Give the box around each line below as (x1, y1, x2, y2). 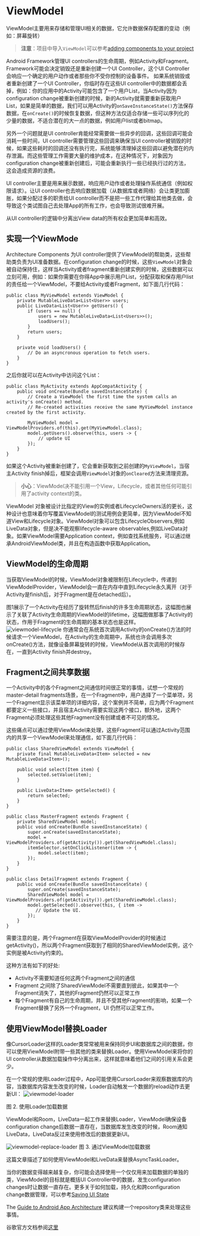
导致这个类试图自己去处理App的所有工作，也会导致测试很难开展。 (6, 201, 168, 209)
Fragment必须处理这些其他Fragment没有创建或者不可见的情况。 (6, 714, 162, 721)
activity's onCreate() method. (6, 399, 84, 405)
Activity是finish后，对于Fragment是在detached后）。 (6, 591, 135, 598)
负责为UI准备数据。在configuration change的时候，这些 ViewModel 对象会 (16, 258, 192, 265)
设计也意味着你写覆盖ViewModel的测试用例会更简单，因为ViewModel (11, 510, 182, 517)
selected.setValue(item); (27, 772, 92, 778)
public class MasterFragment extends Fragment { (6, 813, 129, 820)
